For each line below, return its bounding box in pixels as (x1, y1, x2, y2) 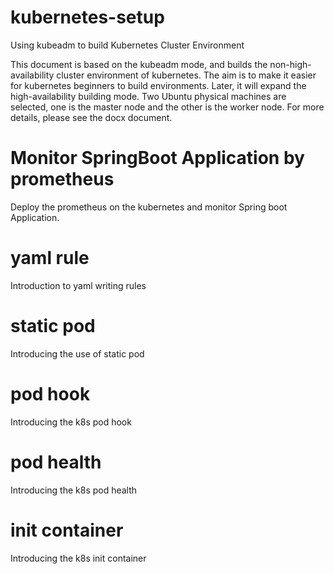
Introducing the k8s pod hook (10, 416, 132, 428)
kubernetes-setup (10, 6, 165, 29)
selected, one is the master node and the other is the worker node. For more (10, 101, 325, 113)
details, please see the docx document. (10, 111, 173, 123)
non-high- (269, 58, 312, 70)
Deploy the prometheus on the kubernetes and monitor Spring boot (10, 201, 288, 213)
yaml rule (10, 247, 90, 270)
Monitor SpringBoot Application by (10, 147, 305, 170)
